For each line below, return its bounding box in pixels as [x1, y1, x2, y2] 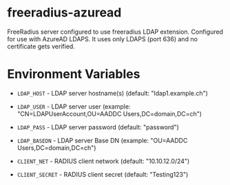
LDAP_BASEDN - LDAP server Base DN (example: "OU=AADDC [17, 136, 188, 144]
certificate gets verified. [7, 42, 76, 50]
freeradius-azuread [7, 5, 122, 21]
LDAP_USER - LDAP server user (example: [17, 102, 131, 111]
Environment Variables [7, 67, 140, 82]
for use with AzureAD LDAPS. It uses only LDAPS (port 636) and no [7, 34, 198, 43]
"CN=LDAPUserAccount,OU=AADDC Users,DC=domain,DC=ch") [17, 109, 202, 118]
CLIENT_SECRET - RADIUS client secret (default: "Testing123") [17, 170, 189, 178]
